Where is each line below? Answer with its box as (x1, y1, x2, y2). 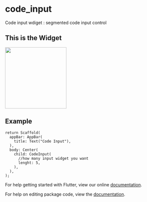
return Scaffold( (5, 130, 41, 135)
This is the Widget (5, 34, 62, 42)
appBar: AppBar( (9, 134, 43, 139)
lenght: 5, (18, 160, 41, 165)
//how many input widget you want (18, 156, 89, 161)
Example (5, 117, 32, 126)
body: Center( (9, 147, 38, 152)
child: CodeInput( (14, 151, 51, 156)
